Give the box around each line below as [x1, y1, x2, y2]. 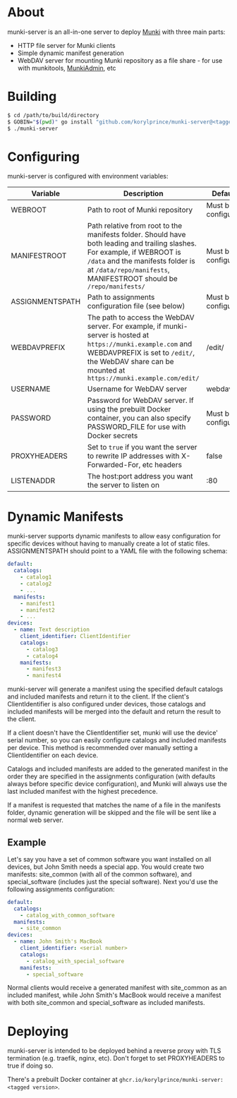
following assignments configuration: [7, 885, 115, 893]
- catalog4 [25, 652, 59, 660]
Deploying [7, 1023, 69, 1039]
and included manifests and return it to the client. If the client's [7, 692, 190, 701]
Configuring [7, 149, 80, 164]
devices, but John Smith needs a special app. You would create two [7, 862, 205, 871]
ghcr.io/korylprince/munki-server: [119, 1077, 224, 1084]
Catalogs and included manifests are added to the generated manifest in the [7, 765, 229, 773]
